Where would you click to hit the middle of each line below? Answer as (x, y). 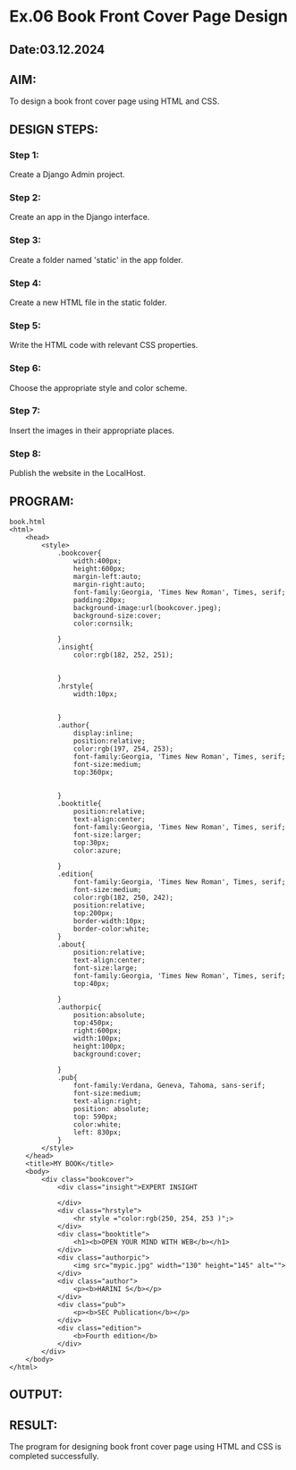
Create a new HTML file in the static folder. (88, 302)
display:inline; (103, 733)
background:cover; (107, 1054)
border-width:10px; (109, 921)
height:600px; (99, 569)
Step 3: (25, 241)
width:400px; (97, 561)
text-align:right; (107, 1101)
